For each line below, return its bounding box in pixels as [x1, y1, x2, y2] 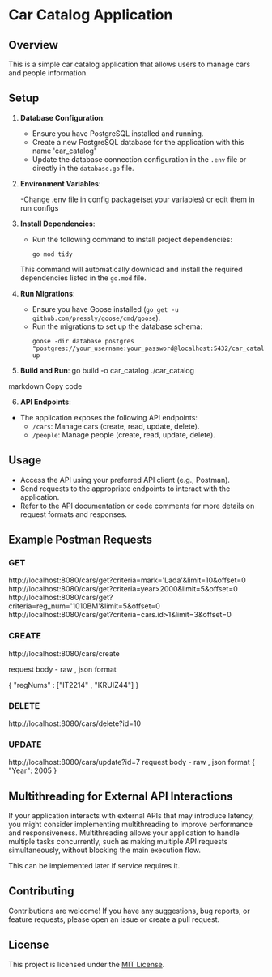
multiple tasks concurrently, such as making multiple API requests [8, 837, 228, 847]
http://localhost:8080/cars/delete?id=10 [8, 719, 142, 728]
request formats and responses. [19, 509, 127, 519]
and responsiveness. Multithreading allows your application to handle [8, 828, 240, 838]
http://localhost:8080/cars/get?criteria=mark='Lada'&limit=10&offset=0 [8, 575, 247, 585]
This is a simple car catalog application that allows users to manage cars [8, 59, 251, 69]
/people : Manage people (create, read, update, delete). [32, 429, 216, 439]
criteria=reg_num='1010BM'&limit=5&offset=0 [8, 601, 160, 611]
